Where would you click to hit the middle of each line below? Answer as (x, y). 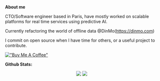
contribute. (16, 45)
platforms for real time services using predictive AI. (56, 22)
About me (15, 7)
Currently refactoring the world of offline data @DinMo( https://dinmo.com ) (80, 31)
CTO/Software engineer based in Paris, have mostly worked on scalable (77, 16)
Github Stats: (19, 64)
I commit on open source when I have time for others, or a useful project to (80, 40)
